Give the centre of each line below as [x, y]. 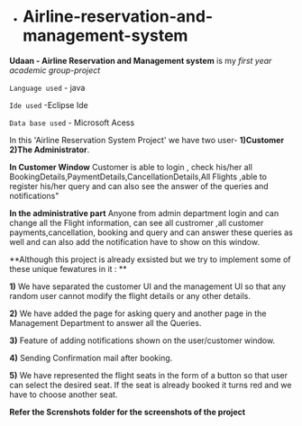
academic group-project [55, 70]
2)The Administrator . [50, 150]
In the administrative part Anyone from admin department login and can [144, 213]
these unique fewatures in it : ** [69, 268]
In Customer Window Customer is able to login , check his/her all [131, 167]
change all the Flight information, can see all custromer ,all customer [137, 222]
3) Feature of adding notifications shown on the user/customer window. [142, 340]
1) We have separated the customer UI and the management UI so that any [148, 286]
